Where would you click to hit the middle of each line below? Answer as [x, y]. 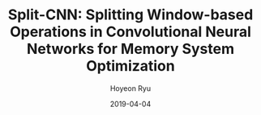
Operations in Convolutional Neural [130, 32]
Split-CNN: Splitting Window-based [130, 15]
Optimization [130, 66]
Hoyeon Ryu [130, 88]
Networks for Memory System [130, 49]
